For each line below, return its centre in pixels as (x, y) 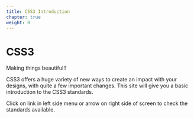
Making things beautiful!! (36, 68)
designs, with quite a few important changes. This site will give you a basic (97, 86)
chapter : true (24, 17)
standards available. (30, 110)
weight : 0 (18, 22)
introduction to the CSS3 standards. (50, 92)
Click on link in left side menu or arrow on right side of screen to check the (97, 103)
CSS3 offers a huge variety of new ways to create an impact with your (92, 80)
